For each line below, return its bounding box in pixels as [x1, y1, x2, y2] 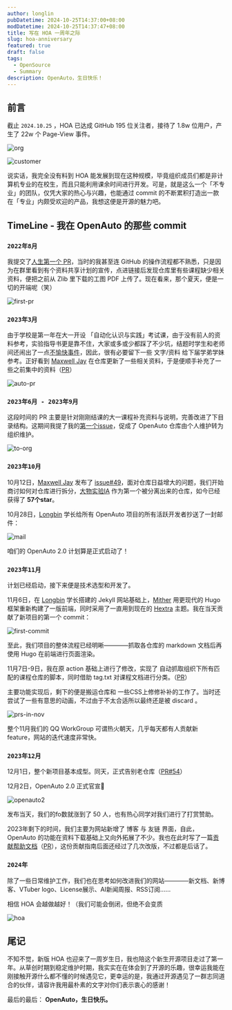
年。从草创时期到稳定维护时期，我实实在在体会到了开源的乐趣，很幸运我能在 [7, 964, 225, 972]
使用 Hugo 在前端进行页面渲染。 [7, 650, 99, 658]
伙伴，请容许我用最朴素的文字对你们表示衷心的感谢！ [19, 981, 171, 989]
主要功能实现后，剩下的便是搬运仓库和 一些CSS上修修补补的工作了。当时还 [7, 688, 221, 696]
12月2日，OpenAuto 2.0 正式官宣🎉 [7, 782, 105, 790]
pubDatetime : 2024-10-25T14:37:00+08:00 [7, 17, 126, 24]
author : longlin [7, 10, 54, 17]
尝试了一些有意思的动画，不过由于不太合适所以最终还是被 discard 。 [7, 696, 202, 705]
